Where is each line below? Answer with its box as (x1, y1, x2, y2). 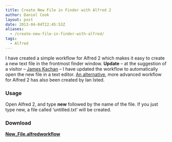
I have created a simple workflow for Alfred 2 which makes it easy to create (5, 55, 165, 61)
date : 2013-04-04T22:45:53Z (5, 22, 66, 27)
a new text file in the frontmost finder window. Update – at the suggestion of (5, 60, 167, 67)
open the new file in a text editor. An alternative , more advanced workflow (5, 71, 162, 77)
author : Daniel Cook (5, 12, 50, 17)
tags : (5, 36, 17, 42)
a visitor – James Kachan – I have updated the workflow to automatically (5, 66, 158, 72)
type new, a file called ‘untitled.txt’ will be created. (5, 107, 111, 113)
